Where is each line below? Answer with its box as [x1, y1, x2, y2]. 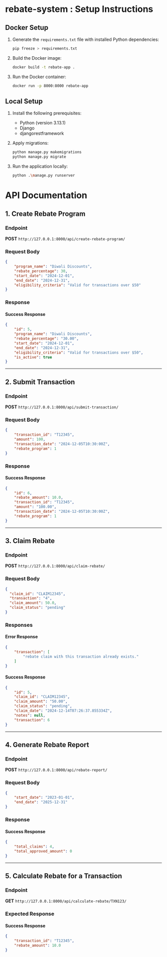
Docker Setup [5, 23, 49, 32]
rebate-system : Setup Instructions [5, 3, 154, 15]
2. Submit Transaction [5, 378, 76, 386]
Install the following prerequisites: [12, 110, 82, 116]
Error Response [5, 634, 38, 640]
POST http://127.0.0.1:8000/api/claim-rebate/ [5, 563, 105, 569]
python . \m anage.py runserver [12, 173, 76, 178]
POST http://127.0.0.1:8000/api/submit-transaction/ [5, 404, 119, 410]
